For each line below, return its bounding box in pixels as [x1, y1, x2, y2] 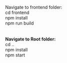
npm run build [5, 20, 34, 26]
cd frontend [5, 9, 29, 15]
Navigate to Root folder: [5, 36, 56, 42]
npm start [5, 52, 25, 58]
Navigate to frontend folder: [5, 4, 62, 10]
